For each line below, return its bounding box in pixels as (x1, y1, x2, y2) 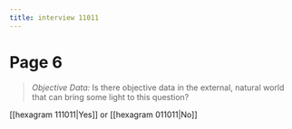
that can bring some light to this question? (31, 91, 190, 102)
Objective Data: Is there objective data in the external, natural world (31, 82, 285, 93)
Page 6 (9, 51, 63, 72)
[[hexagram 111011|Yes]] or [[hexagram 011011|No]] (9, 109, 198, 120)
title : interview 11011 (9, 13, 100, 23)
